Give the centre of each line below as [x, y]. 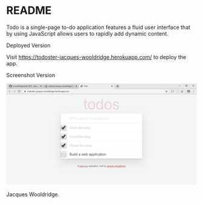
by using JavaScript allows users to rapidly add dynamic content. [88, 33]
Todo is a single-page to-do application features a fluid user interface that [98, 27]
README [29, 11]
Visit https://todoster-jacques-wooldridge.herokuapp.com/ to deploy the [96, 57]
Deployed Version [28, 45]
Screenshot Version [31, 75]
